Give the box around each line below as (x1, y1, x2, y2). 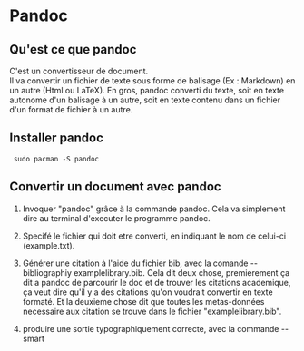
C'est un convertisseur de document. (9, 65, 149, 76)
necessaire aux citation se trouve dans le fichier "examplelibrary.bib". (22, 306, 282, 317)
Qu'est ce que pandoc (9, 42, 137, 57)
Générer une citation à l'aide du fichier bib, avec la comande (22, 258, 249, 268)
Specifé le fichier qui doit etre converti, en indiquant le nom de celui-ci (22, 230, 287, 241)
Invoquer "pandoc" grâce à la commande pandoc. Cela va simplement (22, 203, 286, 214)
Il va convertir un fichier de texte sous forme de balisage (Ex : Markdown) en (9, 75, 296, 86)
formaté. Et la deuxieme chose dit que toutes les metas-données (22, 296, 265, 307)
